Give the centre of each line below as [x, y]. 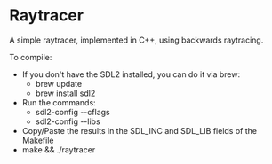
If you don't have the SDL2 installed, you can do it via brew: [131, 74]
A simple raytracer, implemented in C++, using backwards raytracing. [136, 40]
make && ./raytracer [59, 149]
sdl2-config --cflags [72, 112]
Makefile [38, 140]
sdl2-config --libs [68, 121]
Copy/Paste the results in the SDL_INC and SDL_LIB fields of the [140, 130]
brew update [59, 83]
